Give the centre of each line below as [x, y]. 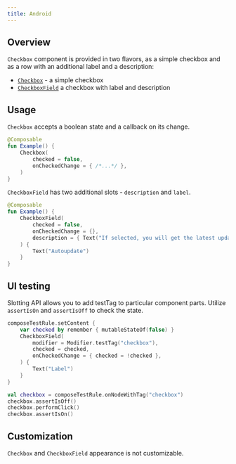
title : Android [29, 14]
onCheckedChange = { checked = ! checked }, [97, 356]
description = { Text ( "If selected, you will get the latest [124, 238]
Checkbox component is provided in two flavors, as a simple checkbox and [114, 59]
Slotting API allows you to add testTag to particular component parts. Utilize [117, 302]
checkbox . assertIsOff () [42, 401]
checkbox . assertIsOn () [40, 414]
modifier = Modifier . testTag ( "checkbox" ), [96, 343]
